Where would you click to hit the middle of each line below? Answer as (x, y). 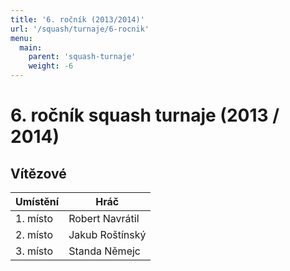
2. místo (34, 234)
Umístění (37, 201)
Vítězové (38, 173)
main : (31, 47)
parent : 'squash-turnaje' (82, 57)
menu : (21, 38)
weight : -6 (51, 66)
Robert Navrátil (104, 218)
